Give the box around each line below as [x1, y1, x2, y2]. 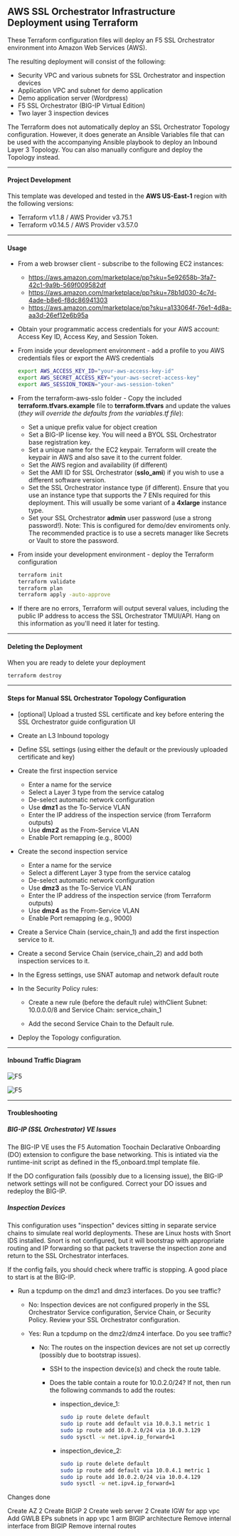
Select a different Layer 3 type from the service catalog [28, 868, 191, 877]
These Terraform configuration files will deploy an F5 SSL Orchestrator [7, 36, 215, 44]
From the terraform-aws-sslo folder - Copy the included [17, 393, 182, 402]
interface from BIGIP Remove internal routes [7, 1522, 137, 1530]
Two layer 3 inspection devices [17, 108, 109, 117]
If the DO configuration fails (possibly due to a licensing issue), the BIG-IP [7, 1172, 223, 1180]
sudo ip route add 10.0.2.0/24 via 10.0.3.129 [60, 1427, 201, 1434]
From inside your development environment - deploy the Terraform [17, 550, 214, 559]
